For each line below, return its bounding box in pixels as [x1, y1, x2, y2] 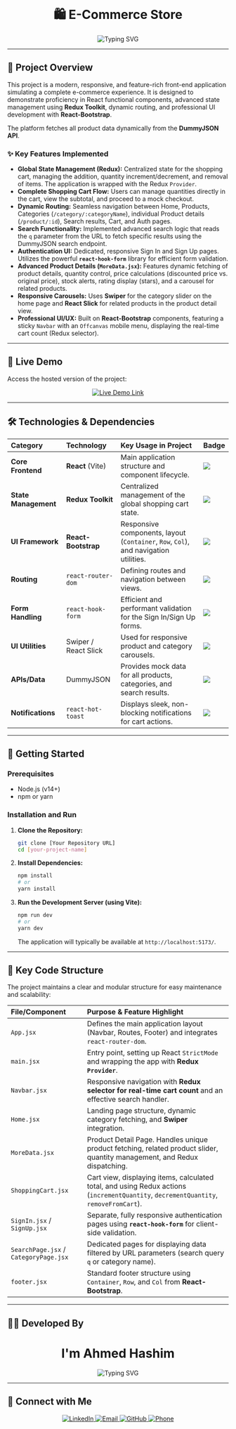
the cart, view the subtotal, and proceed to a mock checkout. [17, 195, 195, 203]
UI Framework [11, 536, 59, 546]
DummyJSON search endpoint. [17, 240, 107, 248]
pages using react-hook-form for [86, 1219, 195, 1229]
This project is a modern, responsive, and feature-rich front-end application [7, 80, 227, 89]
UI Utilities [11, 641, 46, 651]
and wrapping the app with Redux [86, 1057, 199, 1066]
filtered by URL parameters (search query [86, 1248, 225, 1258]
